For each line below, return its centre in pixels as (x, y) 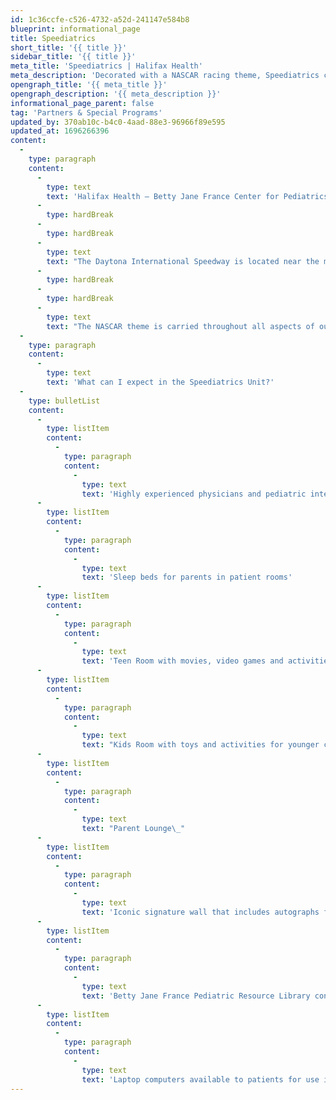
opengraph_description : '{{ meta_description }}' (116, 94)
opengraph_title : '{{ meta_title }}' (89, 85)
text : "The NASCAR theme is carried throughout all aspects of (180, 326)
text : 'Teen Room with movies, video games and (182, 661)
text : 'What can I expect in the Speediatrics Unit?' (160, 382)
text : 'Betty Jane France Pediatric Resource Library (196, 996)
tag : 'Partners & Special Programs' (86, 112)
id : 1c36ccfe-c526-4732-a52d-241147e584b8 (100, 19)
